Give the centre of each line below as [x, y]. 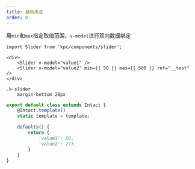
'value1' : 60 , [56, 138]
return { [39, 133]
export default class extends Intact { [56, 105]
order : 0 [17, 18]
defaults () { [33, 127]
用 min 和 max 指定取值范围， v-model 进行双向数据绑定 [69, 35]
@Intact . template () [42, 110]
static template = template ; [54, 116]
